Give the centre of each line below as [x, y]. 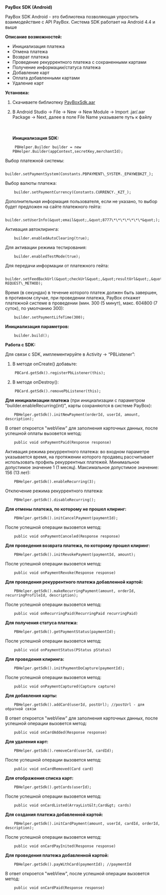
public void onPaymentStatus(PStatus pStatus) [63, 650]
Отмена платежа [30, 52]
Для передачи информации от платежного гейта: [57, 266]
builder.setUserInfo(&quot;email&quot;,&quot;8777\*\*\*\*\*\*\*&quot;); [83, 220]
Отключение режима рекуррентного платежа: [54, 491]
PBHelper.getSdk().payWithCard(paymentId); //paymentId [73, 864]
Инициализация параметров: [37, 326]
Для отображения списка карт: [39, 778]
